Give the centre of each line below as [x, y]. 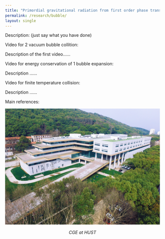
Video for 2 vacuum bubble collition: [42, 45]
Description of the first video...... [38, 54]
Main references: [22, 102]
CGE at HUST [82, 233]
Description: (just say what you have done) [48, 35]
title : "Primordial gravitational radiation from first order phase [77, 10]
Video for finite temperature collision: [43, 83]
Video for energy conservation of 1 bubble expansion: [59, 64]
